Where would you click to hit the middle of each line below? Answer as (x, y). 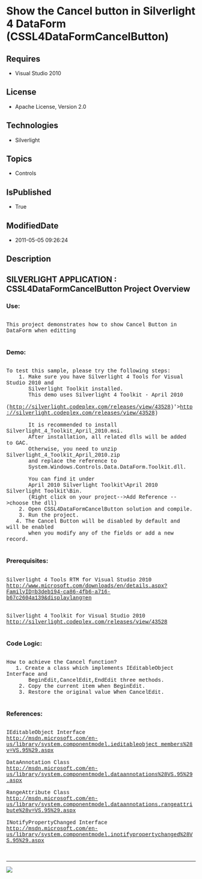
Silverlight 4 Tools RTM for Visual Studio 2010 (79, 580)
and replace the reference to (72, 461)
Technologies (32, 125)
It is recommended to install (72, 425)
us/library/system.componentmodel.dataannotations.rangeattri (99, 805)
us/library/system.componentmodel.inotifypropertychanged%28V (99, 835)
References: (25, 714)
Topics (19, 159)
